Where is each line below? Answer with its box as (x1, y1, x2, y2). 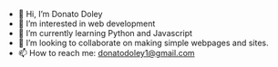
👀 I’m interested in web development (17, 18, 156, 29)
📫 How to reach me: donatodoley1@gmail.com (17, 48, 195, 58)
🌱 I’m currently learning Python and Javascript (17, 28, 193, 38)
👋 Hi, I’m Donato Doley (17, 9, 103, 19)
